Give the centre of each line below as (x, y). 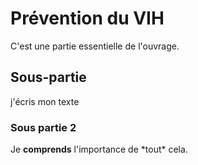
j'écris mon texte (45, 101)
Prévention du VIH (87, 18)
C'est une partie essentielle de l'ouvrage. (95, 46)
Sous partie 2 (43, 127)
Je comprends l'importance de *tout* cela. (99, 149)
